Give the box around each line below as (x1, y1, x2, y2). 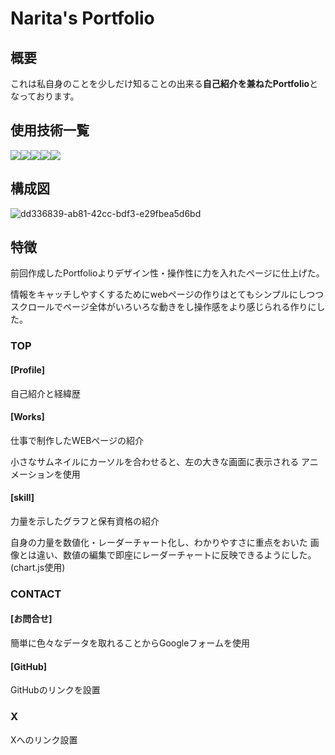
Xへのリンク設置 (10, 733, 78, 746)
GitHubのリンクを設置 (10, 684, 101, 696)
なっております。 (10, 90, 80, 102)
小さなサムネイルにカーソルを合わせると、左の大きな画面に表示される (10, 455, 300, 467)
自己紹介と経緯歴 (10, 387, 81, 399)
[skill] (10, 492, 35, 504)
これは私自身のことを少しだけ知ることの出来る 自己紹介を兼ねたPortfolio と (10, 78, 319, 89)
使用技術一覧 (10, 122, 90, 139)
